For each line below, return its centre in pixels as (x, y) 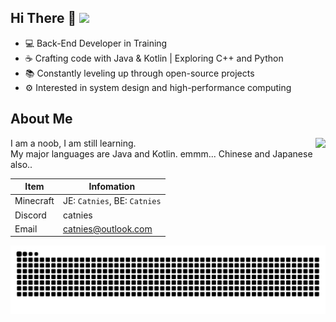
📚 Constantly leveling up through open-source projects (139, 73)
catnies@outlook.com (107, 228)
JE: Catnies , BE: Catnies (112, 201)
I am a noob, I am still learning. (73, 143)
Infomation (112, 187)
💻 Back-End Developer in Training (96, 43)
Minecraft (34, 201)
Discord (30, 215)
